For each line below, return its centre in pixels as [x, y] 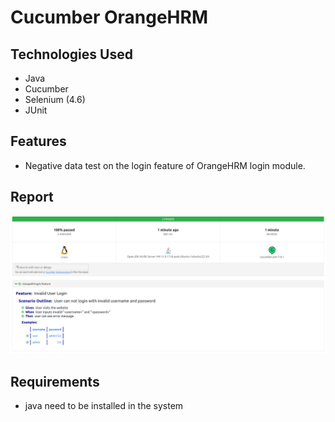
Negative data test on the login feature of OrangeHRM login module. [165, 165]
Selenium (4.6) [55, 99]
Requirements [55, 381]
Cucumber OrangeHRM [109, 17]
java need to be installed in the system [104, 405]
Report [32, 197]
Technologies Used [71, 54]
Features [38, 141]
